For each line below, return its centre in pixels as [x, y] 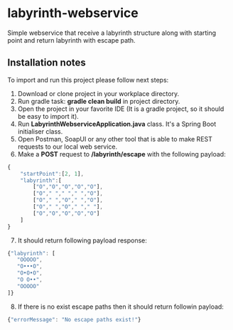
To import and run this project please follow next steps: [88, 80]
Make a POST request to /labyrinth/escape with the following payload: [121, 154]
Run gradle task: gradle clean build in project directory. [99, 101]
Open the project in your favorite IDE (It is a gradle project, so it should [121, 109]
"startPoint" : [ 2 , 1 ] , [52, 174]
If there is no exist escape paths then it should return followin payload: [120, 307]
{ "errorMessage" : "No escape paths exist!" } [74, 319]
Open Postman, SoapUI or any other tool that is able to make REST [115, 139]
